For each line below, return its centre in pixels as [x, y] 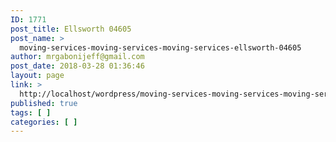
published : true [44, 103]
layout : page [37, 76]
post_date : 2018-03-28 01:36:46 [77, 66]
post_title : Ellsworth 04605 [71, 29]
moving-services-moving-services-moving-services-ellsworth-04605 [160, 47]
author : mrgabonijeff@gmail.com [77, 57]
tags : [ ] [31, 112]
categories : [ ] [44, 122]
